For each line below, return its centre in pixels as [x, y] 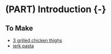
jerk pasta [23, 46]
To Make [19, 28]
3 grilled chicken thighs [37, 40]
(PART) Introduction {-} [56, 9]
